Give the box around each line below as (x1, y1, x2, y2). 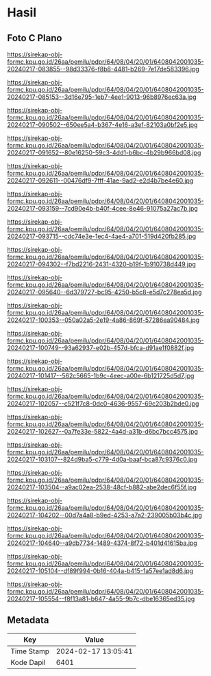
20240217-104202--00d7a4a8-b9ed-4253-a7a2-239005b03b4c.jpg (7, 511, 202, 519)
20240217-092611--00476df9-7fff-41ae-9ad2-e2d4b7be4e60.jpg (7, 176, 194, 185)
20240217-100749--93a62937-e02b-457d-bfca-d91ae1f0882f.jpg (7, 344, 194, 351)
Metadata (7, 614, 49, 626)
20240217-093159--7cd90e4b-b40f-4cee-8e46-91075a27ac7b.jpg (7, 205, 199, 212)
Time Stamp (10, 646, 50, 656)
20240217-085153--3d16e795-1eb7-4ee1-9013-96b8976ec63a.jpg (7, 93, 197, 101)
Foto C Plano (7, 32, 62, 44)
